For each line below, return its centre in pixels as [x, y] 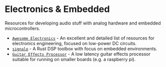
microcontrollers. [23, 28]
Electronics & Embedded [57, 9]
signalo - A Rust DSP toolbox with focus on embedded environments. [85, 48]
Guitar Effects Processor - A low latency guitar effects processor [81, 54]
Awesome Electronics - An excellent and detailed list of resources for [83, 38]
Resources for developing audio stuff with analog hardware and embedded [83, 23]
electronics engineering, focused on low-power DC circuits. [74, 43]
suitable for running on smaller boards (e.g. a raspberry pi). [74, 59]
